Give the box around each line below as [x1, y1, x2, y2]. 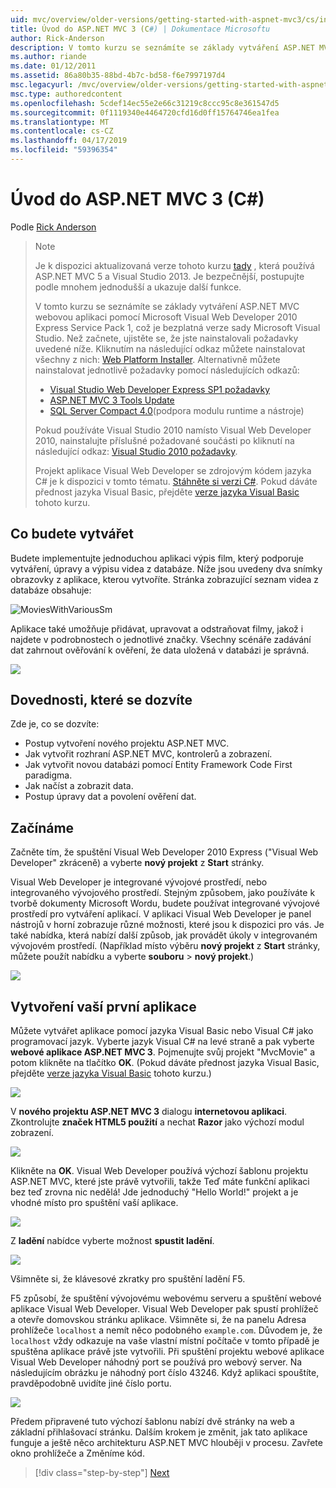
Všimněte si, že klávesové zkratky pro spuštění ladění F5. [10, 1273, 246, 1285]
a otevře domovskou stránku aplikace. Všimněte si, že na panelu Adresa [10, 1314, 307, 1326]
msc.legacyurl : [10, 80, 74, 90]
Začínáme [10, 819, 75, 836]
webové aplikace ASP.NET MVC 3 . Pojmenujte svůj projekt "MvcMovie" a [10, 1046, 316, 1058]
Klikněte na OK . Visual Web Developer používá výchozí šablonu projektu [10, 1165, 309, 1177]
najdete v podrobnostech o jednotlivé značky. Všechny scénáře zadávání [10, 633, 312, 645]
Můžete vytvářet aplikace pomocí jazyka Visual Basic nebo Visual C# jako [10, 1025, 314, 1037]
